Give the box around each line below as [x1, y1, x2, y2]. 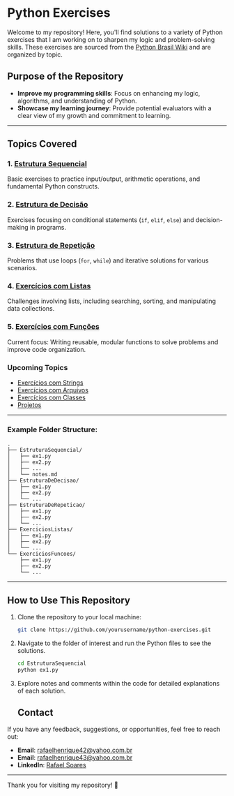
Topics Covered [7, 138, 77, 150]
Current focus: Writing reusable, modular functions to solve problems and [7, 337, 219, 346]
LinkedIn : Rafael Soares [17, 761, 86, 769]
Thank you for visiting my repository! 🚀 [7, 781, 118, 790]
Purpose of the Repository [7, 71, 124, 82]
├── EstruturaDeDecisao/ [7, 477, 79, 485]
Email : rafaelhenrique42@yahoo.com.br [17, 746, 133, 755]
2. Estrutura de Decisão [7, 200, 88, 209]
